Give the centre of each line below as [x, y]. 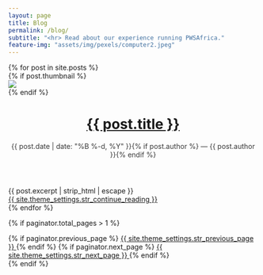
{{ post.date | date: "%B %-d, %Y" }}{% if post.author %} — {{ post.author [133, 147]
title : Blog [28, 23]
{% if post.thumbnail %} [48, 76]
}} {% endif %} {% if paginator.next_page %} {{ [86, 247]
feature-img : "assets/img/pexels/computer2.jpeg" [92, 45]
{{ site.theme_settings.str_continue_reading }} [83, 200]
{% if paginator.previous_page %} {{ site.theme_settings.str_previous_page [131, 239]
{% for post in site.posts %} [53, 67]
